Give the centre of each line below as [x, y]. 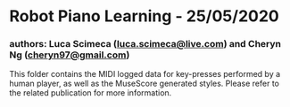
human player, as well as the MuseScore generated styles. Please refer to [144, 84]
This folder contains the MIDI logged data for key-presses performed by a [145, 74]
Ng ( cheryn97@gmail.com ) [70, 55]
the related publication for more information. [91, 93]
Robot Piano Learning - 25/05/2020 [144, 16]
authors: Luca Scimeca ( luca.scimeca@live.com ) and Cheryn [145, 44]
